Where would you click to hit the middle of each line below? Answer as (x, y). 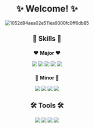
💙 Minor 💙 (47, 77)
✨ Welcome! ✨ (47, 9)
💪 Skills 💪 (47, 39)
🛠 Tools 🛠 (47, 106)
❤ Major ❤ (47, 53)
